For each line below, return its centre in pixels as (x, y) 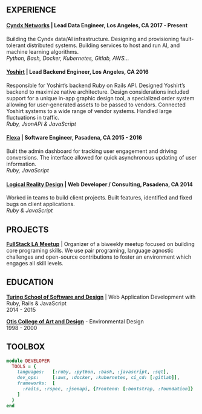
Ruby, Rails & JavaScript (36, 303)
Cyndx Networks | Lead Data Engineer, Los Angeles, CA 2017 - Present (97, 25)
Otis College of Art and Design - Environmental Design (75, 321)
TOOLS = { (24, 366)
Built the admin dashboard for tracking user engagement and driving (92, 151)
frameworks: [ (36, 383)
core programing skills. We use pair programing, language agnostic (90, 251)
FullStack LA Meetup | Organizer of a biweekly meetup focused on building (100, 244)
